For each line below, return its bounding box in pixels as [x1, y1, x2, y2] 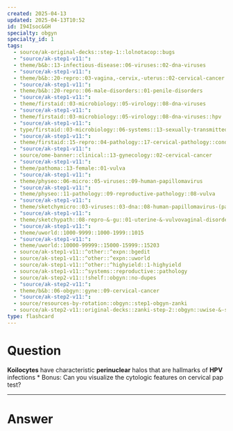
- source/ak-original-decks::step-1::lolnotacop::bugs [13, 49, 175, 56]
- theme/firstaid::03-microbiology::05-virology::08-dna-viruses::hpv [13, 113, 222, 120]
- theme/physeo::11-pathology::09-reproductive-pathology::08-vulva [13, 191, 216, 197]
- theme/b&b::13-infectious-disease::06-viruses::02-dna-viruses [13, 62, 207, 69]
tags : [7, 42, 23, 49]
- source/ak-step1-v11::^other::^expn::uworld [13, 255, 150, 262]
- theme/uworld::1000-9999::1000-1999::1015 [13, 229, 144, 236]
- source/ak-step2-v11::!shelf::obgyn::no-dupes [13, 274, 157, 281]
